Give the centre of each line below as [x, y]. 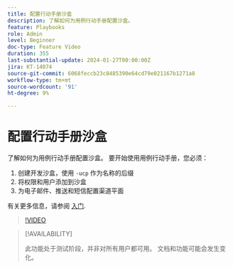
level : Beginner [31, 41]
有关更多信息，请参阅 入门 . [47, 206]
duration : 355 [28, 54]
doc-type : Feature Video [44, 47]
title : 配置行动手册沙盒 [40, 14]
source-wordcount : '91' [43, 87]
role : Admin [25, 34]
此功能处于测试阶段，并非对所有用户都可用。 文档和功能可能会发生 [122, 249]
